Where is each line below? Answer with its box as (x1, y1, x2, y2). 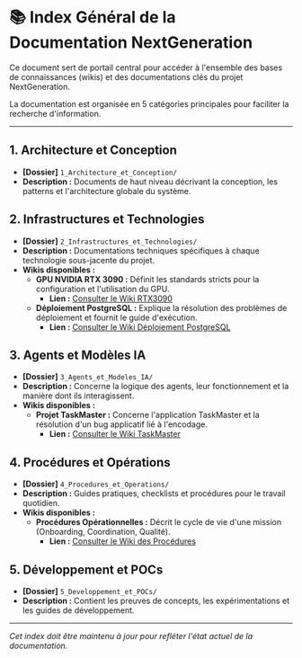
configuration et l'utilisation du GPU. (35, 283, 170, 294)
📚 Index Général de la (9, 7, 177, 28)
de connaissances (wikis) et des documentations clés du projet (9, 71, 244, 82)
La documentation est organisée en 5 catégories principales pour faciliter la (9, 98, 289, 109)
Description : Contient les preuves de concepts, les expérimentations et (22, 595, 290, 606)
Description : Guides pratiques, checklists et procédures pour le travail (22, 488, 286, 499)
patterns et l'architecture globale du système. (22, 185, 191, 196)
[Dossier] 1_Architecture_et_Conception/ (22, 166, 178, 177)
